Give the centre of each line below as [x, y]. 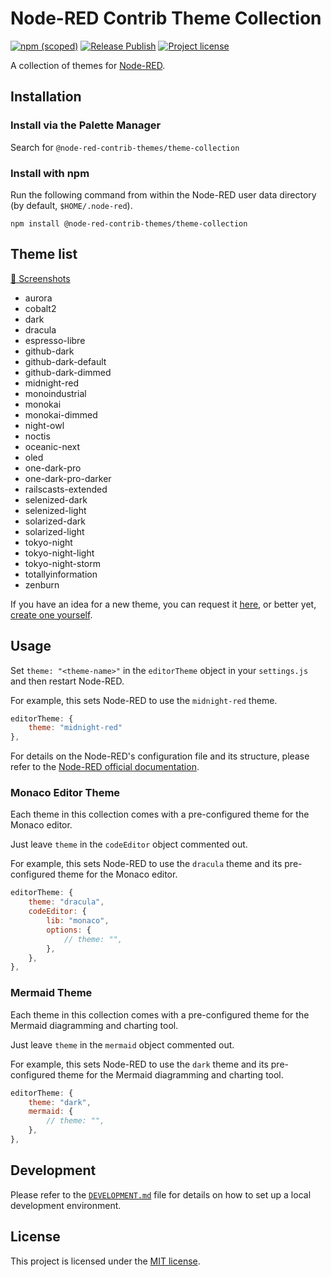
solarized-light [54, 531]
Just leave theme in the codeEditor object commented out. [129, 844]
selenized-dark [56, 499]
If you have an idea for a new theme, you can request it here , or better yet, [163, 604]
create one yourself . [51, 614]
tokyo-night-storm [62, 563]
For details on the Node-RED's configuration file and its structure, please [160, 756]
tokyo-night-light [59, 553]
